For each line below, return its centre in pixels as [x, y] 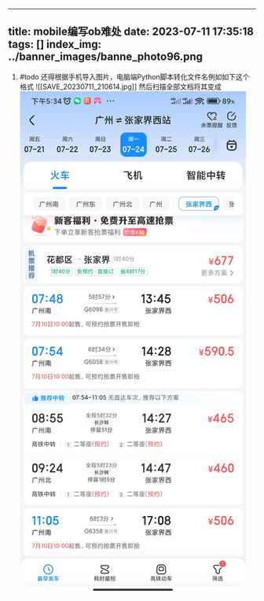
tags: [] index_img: [55, 44]
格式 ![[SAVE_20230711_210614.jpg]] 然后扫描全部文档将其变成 [120, 87]
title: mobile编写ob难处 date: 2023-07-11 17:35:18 [131, 32]
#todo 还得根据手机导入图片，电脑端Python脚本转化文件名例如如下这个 [134, 76]
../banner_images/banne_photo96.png [105, 57]
